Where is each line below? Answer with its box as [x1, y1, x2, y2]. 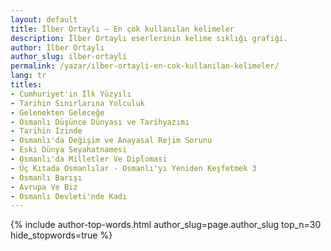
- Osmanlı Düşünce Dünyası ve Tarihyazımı [10, 117, 190, 127]
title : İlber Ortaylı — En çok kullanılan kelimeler [10, 24, 235, 34]
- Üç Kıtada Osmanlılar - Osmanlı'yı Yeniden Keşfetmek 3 [10, 163, 257, 173]
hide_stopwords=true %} [10, 229, 113, 241]
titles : [10, 80, 43, 90]
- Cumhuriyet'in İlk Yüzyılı [10, 89, 132, 99]
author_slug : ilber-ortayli [10, 52, 128, 62]
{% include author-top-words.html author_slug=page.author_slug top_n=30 [10, 219, 322, 231]
